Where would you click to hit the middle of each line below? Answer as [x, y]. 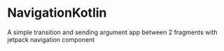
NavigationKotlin [57, 13]
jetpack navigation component [51, 39]
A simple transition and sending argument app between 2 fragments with [112, 32]
